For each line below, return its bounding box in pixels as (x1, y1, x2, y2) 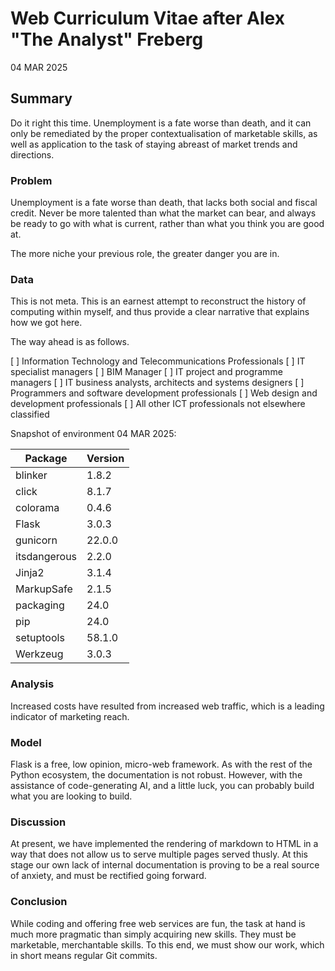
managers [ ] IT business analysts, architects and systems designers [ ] (10, 377, 305, 389)
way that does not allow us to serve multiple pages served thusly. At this (10, 848, 308, 861)
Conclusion (10, 895, 68, 909)
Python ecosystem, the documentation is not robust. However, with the (10, 768, 303, 781)
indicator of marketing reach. (10, 710, 130, 722)
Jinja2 (15, 566, 45, 580)
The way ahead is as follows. (10, 336, 130, 348)
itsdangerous (15, 550, 78, 564)
